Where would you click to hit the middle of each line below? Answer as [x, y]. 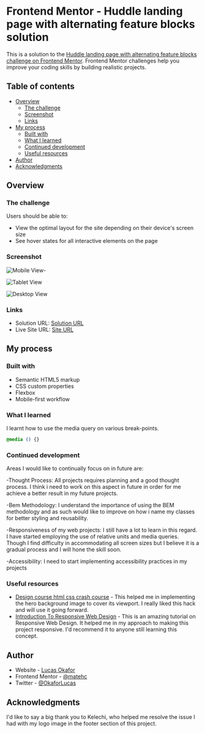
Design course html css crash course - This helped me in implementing [105, 597]
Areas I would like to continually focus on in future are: [75, 469]
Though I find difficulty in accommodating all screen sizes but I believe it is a [103, 543]
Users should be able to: [37, 216]
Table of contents [40, 87]
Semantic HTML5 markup [47, 379]
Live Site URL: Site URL [44, 330]
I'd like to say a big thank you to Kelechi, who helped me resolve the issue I [101, 717]
